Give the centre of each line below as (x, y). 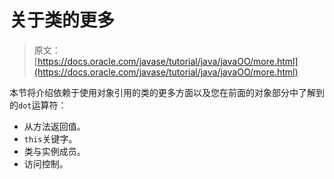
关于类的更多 (62, 20)
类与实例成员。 (54, 151)
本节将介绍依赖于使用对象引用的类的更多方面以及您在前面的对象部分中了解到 (167, 92)
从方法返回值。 (54, 126)
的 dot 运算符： (38, 105)
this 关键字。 (50, 138)
